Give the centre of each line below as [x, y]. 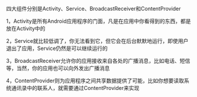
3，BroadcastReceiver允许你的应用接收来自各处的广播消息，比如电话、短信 [98, 61]
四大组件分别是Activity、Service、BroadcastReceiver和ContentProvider [94, 9]
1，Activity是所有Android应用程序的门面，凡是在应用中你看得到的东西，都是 [98, 21]
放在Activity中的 [26, 29]
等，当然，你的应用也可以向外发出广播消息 [58, 68]
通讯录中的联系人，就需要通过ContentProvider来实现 [75, 88]
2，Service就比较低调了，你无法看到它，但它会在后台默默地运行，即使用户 [97, 41]
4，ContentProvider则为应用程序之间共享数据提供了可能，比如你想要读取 [95, 81]
